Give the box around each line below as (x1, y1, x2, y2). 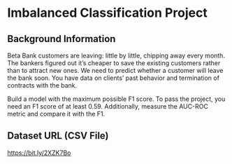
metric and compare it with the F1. (7, 110, 106, 118)
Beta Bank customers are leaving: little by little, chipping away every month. (7, 51, 226, 60)
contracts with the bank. (7, 81, 78, 89)
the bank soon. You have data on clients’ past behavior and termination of (7, 74, 220, 82)
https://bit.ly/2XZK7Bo (7, 149, 71, 157)
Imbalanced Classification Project (7, 5, 208, 21)
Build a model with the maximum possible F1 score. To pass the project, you (7, 95, 226, 103)
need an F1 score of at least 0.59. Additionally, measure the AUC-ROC (7, 102, 208, 110)
